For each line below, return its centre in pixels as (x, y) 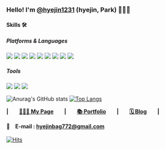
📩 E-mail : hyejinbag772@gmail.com (56, 126)
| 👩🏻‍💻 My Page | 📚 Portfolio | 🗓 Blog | (83, 112)
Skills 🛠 (17, 24)
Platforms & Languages (37, 41)
